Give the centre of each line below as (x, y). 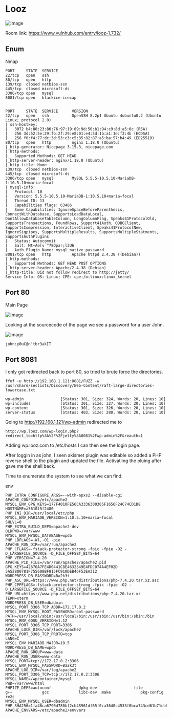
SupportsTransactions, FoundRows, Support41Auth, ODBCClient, (73, 223)
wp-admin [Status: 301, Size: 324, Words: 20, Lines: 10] (86, 399)
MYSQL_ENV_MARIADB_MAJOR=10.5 (38, 643)
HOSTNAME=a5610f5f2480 (29, 509)
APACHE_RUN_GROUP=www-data (34, 652)
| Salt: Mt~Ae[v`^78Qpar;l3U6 (40, 245)
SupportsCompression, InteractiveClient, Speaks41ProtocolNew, (74, 227)
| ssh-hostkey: (21, 124)
